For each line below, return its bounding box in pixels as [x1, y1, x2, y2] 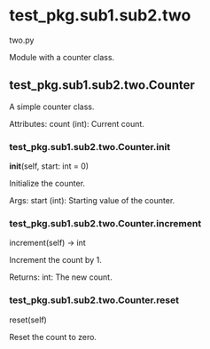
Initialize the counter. [9, 178, 86, 189]
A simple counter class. [9, 101, 95, 112]
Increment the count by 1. [9, 255, 102, 266]
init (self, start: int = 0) [9, 161, 89, 171]
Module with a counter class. [9, 52, 115, 62]
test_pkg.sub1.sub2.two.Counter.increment [9, 217, 202, 229]
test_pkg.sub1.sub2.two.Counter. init [9, 140, 171, 153]
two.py [9, 35, 35, 45]
